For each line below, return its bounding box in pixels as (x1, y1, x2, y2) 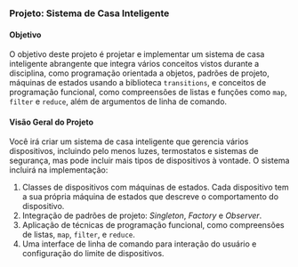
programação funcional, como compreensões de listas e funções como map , (9, 87, 287, 98)
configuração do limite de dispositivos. (21, 248, 165, 259)
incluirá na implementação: (9, 165, 109, 175)
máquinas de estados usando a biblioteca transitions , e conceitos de (9, 77, 267, 88)
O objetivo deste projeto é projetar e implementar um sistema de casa (9, 49, 265, 60)
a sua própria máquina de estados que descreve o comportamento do (21, 191, 278, 202)
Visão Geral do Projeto (9, 117, 94, 127)
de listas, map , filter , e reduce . (21, 230, 136, 240)
